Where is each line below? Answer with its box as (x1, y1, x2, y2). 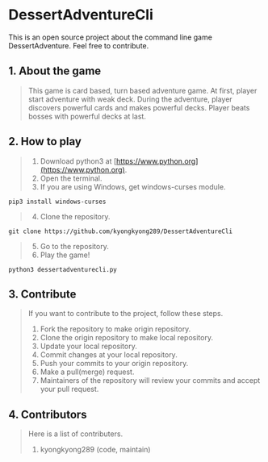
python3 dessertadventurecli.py (8, 265, 117, 273)
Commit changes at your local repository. (40, 350, 178, 360)
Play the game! (40, 250, 90, 260)
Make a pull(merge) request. (40, 367, 135, 377)
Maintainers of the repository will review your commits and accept (40, 376, 261, 385)
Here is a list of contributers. (27, 429, 124, 439)
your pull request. (40, 385, 99, 394)
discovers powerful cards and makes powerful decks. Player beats (27, 102, 250, 112)
